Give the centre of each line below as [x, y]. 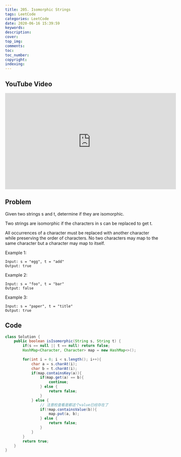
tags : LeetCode [20, 14]
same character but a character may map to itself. [55, 243]
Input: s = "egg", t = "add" [35, 261]
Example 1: [16, 253]
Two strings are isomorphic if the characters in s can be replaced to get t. [79, 223]
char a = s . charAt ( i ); [54, 364]
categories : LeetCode [27, 19]
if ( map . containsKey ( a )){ [56, 373]
